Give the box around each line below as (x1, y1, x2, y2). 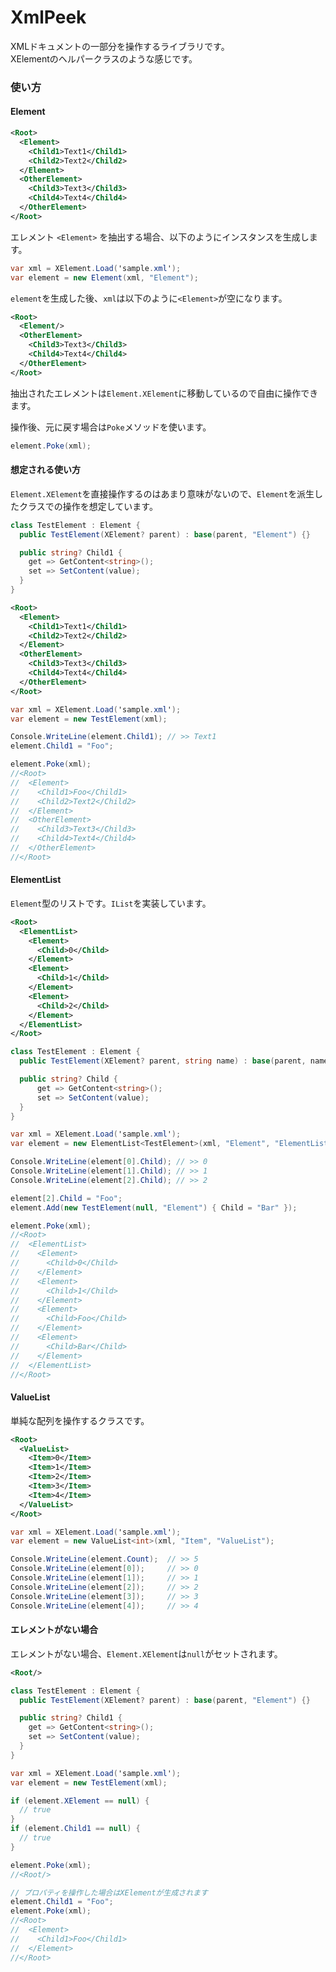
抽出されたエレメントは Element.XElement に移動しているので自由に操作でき (10, 387, 319, 399)
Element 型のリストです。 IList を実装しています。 (10, 897, 212, 909)
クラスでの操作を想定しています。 (18, 500, 158, 512)
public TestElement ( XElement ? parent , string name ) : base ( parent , (19, 1056, 307, 1066)
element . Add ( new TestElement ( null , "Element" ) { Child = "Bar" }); (10, 1202, 298, 1213)
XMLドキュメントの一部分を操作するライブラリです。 (10, 40, 230, 52)
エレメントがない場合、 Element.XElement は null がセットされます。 (10, 1647, 283, 1660)
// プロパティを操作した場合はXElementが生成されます (10, 1887, 208, 1898)
